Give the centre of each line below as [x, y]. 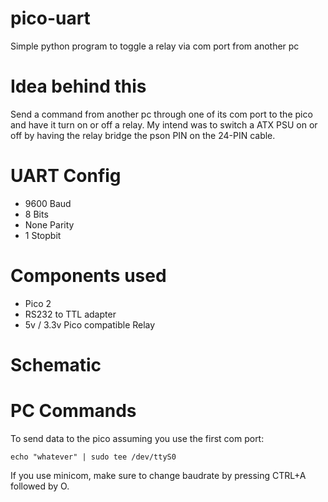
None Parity [49, 224]
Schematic [56, 364]
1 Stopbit [43, 235]
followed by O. [40, 486]
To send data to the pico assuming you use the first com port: [137, 438]
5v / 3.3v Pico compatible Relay [90, 324]
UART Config [66, 176]
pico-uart [50, 18]
